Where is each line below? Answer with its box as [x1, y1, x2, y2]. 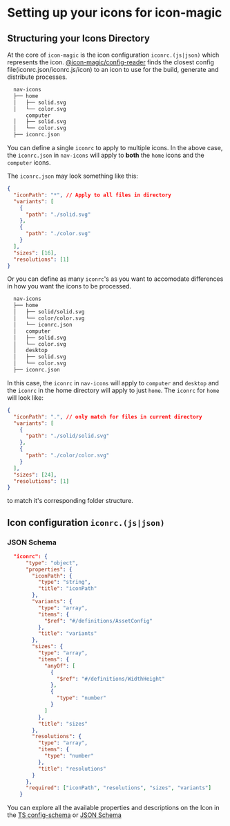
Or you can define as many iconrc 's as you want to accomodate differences [7, 275, 224, 283]
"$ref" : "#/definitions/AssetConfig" [44, 617, 153, 624]
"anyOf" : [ [44, 662, 76, 669]
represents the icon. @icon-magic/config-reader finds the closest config [7, 58, 214, 66]
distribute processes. [7, 73, 68, 81]
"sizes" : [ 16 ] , [13, 249, 57, 257]
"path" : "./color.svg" [25, 230, 91, 237]
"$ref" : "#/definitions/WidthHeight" [56, 675, 166, 682]
